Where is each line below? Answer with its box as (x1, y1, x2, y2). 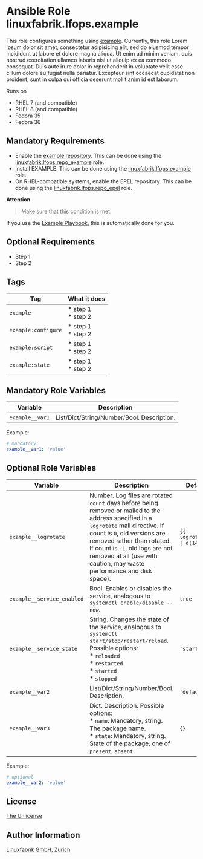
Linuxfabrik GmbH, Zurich (6, 846, 71, 854)
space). (89, 574, 111, 583)
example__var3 (9, 725, 50, 731)
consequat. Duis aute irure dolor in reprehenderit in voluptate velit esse (6, 62, 183, 70)
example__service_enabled (9, 595, 84, 603)
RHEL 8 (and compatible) (14, 105, 78, 113)
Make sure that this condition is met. (21, 207, 112, 215)
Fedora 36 (14, 118, 41, 125)
